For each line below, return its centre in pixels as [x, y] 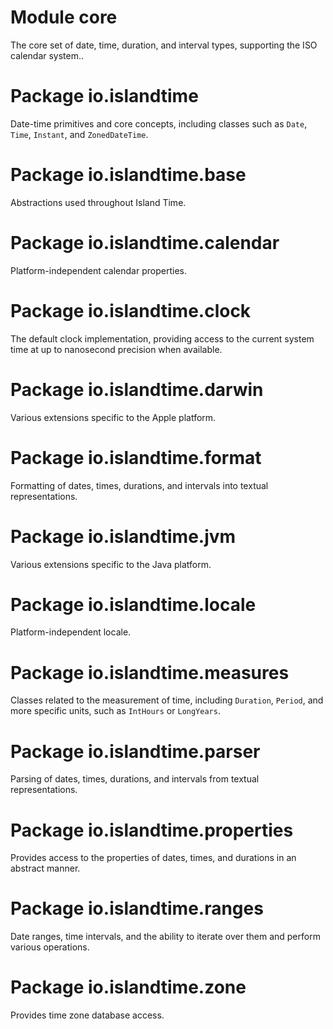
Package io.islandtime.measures [150, 672]
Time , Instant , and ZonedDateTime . [79, 134]
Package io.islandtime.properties [152, 830]
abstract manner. [45, 868]
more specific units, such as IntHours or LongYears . [115, 711]
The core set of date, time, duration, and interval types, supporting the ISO [164, 45]
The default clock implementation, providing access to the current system [162, 338]
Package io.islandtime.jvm [123, 536]
